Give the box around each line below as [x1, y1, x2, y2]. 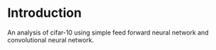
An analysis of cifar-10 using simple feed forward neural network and [7, 28, 209, 37]
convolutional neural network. [7, 35, 94, 44]
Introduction [7, 5, 82, 21]
